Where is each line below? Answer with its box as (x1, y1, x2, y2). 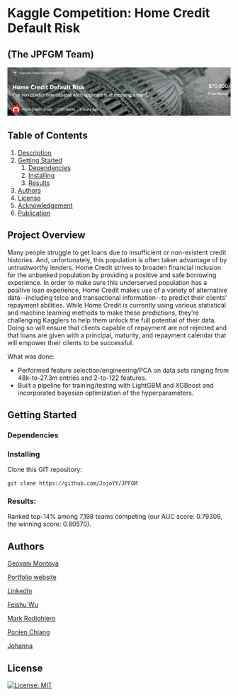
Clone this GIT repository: (7, 466, 83, 474)
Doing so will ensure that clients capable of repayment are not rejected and (7, 323, 227, 332)
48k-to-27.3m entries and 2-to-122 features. (17, 374, 147, 382)
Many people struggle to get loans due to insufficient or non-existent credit (7, 248, 227, 257)
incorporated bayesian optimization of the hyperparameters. (17, 388, 194, 397)
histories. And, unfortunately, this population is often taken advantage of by (7, 255, 227, 264)
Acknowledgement (17, 201, 73, 210)
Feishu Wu (7, 600, 39, 609)
